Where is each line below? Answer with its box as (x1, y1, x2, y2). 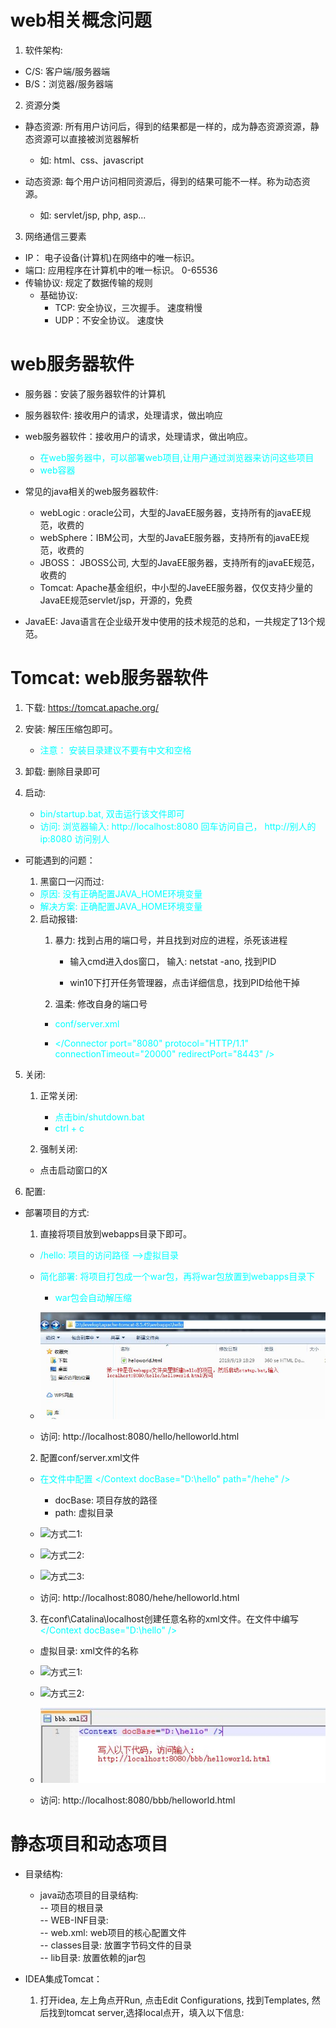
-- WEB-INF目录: (39, 1914, 109, 1926)
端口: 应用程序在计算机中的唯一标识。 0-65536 (24, 264, 218, 276)
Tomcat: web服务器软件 (10, 667, 209, 690)
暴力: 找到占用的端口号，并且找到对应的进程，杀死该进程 (54, 934, 288, 946)
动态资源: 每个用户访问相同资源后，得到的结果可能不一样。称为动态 (24, 175, 302, 187)
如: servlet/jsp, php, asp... (39, 209, 147, 221)
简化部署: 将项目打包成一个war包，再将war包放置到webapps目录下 (39, 1270, 316, 1282)
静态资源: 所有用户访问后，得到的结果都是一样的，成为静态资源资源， (24, 120, 311, 132)
